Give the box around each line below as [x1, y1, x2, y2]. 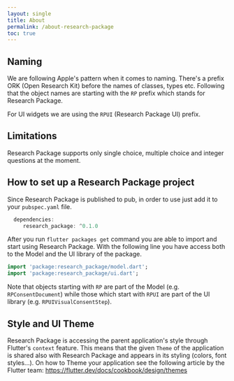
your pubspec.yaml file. [7, 202, 72, 210]
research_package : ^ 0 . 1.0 [22, 222, 98, 229]
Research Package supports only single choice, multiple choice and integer [7, 148, 224, 157]
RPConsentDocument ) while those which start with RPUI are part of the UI [7, 290, 210, 299]
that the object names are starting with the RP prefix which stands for [7, 89, 205, 98]
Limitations [7, 130, 57, 142]
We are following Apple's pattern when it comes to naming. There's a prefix [7, 74, 225, 82]
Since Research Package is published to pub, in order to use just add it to [7, 195, 218, 203]
